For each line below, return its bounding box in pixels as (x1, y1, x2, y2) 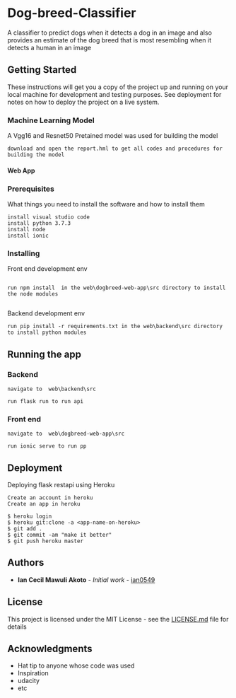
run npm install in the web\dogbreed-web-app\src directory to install (7, 284, 226, 291)
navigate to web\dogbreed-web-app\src (7, 430, 125, 438)
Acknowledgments (7, 643, 93, 655)
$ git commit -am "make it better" (7, 532, 112, 539)
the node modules (7, 291, 59, 298)
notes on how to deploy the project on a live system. (7, 98, 160, 106)
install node (7, 226, 46, 233)
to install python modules (7, 329, 87, 337)
